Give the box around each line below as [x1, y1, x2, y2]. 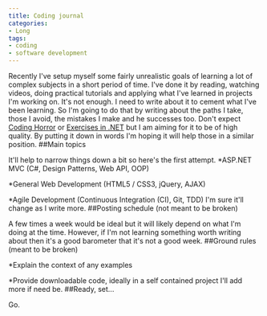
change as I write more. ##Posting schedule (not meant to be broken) [8, 203, 238, 213]
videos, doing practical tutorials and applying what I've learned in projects [8, 88, 253, 97]
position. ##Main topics [8, 140, 87, 149]
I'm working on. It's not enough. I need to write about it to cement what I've [8, 97, 257, 106]
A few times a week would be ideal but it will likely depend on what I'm [8, 219, 241, 228]
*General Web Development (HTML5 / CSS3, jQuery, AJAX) [8, 179, 206, 189]
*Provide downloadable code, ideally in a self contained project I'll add [8, 276, 243, 285]
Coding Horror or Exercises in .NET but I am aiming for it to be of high [8, 122, 238, 132]
